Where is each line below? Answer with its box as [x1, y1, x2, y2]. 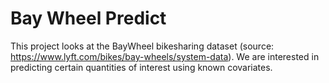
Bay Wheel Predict [10, 7, 167, 30]
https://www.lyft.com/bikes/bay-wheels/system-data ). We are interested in [10, 50, 320, 62]
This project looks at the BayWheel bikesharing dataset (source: [10, 40, 275, 52]
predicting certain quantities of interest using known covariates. [10, 61, 273, 73]
